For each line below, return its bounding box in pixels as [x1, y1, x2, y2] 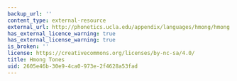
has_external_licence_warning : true [7, 30, 116, 37]
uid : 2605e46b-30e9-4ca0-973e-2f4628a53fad [7, 63, 138, 70]
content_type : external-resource [7, 17, 106, 24]
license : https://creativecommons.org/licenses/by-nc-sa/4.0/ [7, 50, 195, 57]
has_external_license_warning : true [7, 37, 116, 44]
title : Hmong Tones [7, 56, 65, 63]
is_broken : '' [7, 43, 50, 50]
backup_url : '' [7, 10, 53, 18]
